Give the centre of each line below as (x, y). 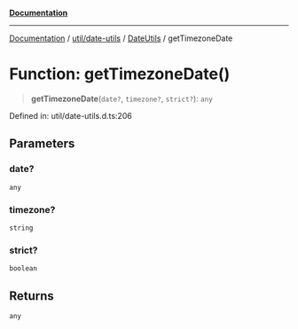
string (21, 228)
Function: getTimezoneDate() (120, 74)
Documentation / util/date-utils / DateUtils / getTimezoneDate (121, 38)
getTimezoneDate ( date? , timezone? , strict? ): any (122, 98)
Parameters (42, 144)
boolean (24, 269)
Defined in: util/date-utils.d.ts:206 (71, 115)
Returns (32, 296)
